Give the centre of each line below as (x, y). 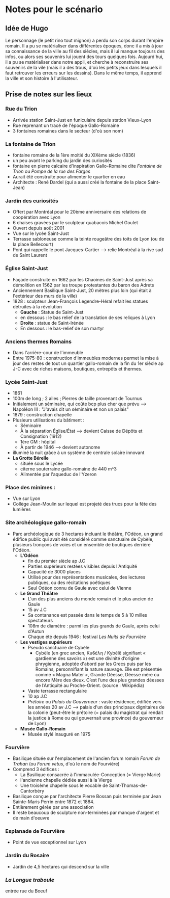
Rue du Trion (21, 109)
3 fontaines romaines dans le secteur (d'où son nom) (68, 130)
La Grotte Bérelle (31, 458)
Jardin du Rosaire (27, 856)
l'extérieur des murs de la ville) (45, 296)
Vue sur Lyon (26, 498)
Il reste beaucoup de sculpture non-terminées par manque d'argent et (86, 813)
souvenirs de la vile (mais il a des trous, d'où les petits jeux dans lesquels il (83, 68)
